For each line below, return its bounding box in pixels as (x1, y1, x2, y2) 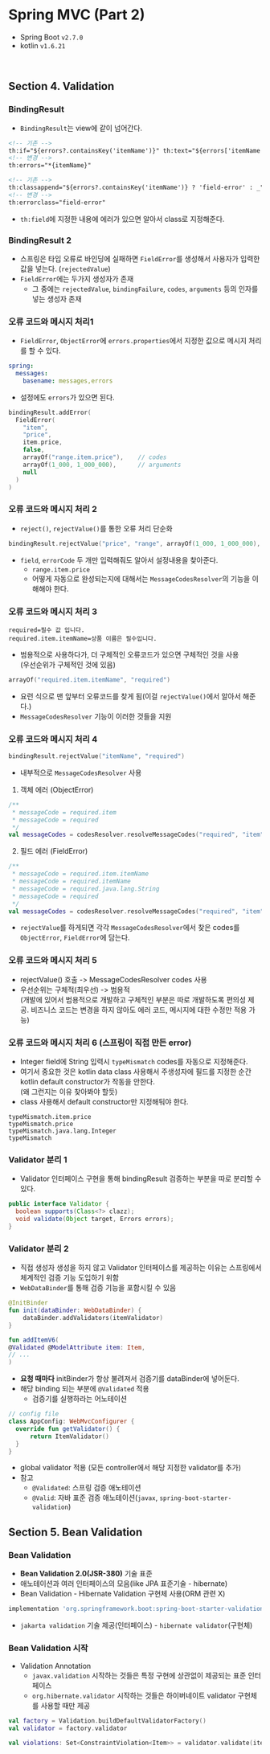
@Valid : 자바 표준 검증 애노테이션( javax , (31, 1493, 158, 1502)
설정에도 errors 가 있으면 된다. (19, 392, 115, 402)
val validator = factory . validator (8, 1724, 128, 1733)
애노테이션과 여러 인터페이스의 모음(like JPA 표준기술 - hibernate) (19, 1579, 228, 1588)
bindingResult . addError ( (8, 408, 92, 416)
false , (22, 446, 45, 454)
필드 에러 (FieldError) (19, 846, 88, 856)
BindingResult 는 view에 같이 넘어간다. (19, 123, 143, 133)
